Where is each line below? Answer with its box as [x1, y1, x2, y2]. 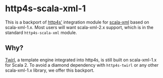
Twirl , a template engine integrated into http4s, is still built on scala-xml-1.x [5, 57, 157, 63]
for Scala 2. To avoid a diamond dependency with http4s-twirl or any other [5, 62, 159, 68]
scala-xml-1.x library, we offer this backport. [5, 67, 95, 73]
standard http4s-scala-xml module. [5, 29, 77, 35]
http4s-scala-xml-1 [5, 3, 86, 14]
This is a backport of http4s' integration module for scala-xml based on [5, 19, 150, 25]
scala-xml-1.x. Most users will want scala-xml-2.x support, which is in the [5, 24, 154, 30]
